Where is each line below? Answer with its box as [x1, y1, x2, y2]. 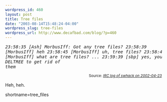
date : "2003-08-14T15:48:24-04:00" [5, 21, 79, 26]
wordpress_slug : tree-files [5, 26, 64, 31]
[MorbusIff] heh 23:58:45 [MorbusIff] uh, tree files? [5, 49, 142, 55]
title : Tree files [5, 16, 43, 21]
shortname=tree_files [5, 92, 49, 98]
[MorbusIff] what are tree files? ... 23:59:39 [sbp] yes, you [5, 54, 163, 60]
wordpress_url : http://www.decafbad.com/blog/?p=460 [5, 30, 117, 35]
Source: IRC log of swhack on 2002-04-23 [88, 73, 162, 78]
